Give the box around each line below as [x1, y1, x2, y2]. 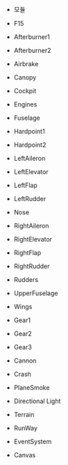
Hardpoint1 [13, 127, 45, 135]
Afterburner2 [13, 47, 51, 54]
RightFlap [13, 249, 42, 257]
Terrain [13, 411, 35, 418]
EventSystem [13, 437, 52, 446]
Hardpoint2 [13, 141, 46, 149]
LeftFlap [13, 181, 38, 189]
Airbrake [13, 60, 39, 68]
